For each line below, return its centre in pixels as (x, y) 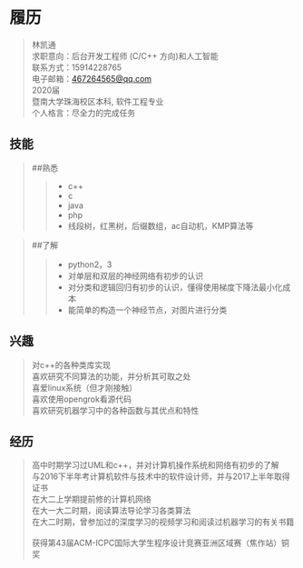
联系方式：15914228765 (77, 67)
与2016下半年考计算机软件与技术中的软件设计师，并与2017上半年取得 (161, 476)
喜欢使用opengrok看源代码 (81, 399)
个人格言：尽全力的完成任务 (83, 113)
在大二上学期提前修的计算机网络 (91, 499)
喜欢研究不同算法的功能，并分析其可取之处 (111, 376)
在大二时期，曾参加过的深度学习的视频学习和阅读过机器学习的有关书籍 (163, 522)
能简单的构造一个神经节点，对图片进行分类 (147, 310)
